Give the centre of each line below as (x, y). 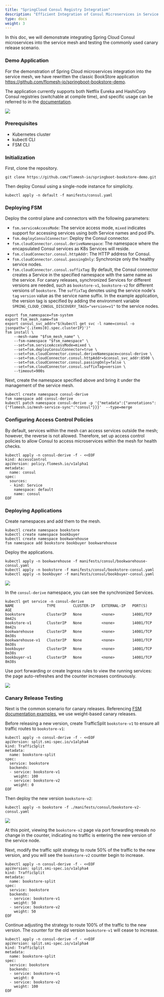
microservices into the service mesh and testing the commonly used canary (82, 43)
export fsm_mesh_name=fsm (31, 320)
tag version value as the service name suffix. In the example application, (85, 296)
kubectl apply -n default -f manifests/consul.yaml (59, 195)
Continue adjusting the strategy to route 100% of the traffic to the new (76, 925)
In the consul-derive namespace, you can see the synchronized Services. (80, 592)
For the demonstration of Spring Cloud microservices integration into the (78, 71)
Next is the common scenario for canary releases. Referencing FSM (73, 709)
